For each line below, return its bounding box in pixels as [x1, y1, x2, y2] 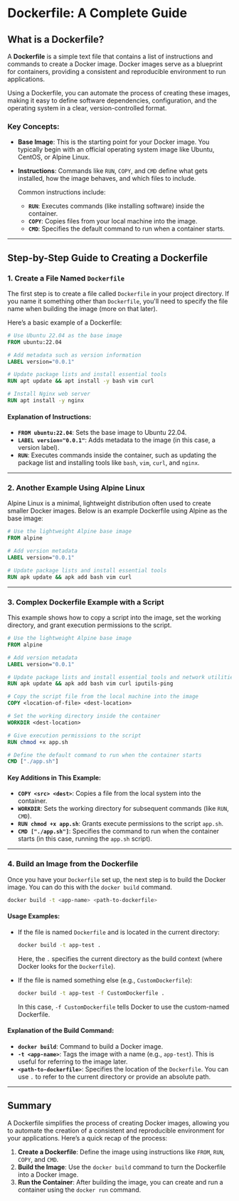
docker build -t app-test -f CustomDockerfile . [17, 990, 165, 997]
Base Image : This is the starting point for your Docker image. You [17, 137, 210, 147]
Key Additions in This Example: [7, 773, 102, 782]
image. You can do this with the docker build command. [7, 883, 173, 891]
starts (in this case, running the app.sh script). [17, 834, 153, 843]
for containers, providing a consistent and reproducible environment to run [7, 68, 226, 75]
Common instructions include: [17, 188, 106, 196]
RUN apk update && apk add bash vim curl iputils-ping [7, 680, 174, 688]
